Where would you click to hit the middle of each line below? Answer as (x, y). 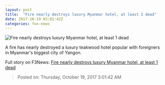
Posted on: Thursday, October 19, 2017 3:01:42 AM (69, 77)
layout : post (19, 10)
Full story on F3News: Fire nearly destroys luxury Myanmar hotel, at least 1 (82, 62)
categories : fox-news (28, 24)
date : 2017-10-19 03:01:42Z (34, 19)
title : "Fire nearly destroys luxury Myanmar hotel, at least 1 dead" (81, 14)
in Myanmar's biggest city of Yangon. (43, 53)
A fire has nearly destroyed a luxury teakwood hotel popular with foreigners (82, 47)
